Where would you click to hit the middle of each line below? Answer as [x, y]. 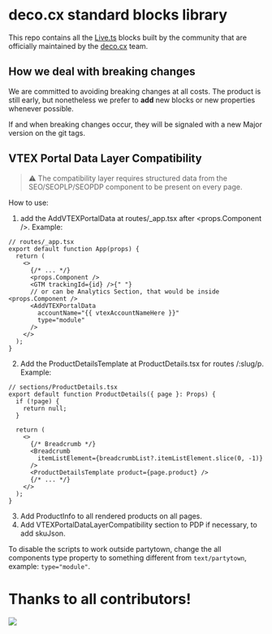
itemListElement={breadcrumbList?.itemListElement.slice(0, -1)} [151, 458]
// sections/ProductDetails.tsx [63, 387]
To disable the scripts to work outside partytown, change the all [115, 549]
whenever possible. [41, 108]
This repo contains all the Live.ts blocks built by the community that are [128, 37]
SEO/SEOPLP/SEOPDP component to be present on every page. [135, 187]
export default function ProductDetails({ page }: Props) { [112, 394]
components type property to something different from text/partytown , [128, 558]
